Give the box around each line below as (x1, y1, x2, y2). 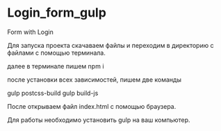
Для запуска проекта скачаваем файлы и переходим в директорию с (7, 41, 214, 49)
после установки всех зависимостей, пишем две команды (7, 75, 182, 84)
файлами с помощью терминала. (7, 49, 106, 57)
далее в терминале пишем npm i (7, 62, 104, 70)
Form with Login (7, 28, 54, 36)
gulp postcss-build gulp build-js (7, 89, 99, 97)
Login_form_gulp (7, 5, 106, 21)
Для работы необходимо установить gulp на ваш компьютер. (7, 116, 190, 124)
